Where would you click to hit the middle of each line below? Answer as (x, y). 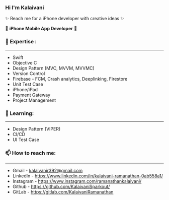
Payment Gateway (31, 95)
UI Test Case (26, 140)
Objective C (25, 62)
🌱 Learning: (20, 113)
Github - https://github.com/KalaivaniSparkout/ (61, 187)
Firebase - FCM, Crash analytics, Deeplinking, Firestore (70, 79)
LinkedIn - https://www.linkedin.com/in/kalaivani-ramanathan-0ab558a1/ (88, 176)
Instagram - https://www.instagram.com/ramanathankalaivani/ (77, 181)
